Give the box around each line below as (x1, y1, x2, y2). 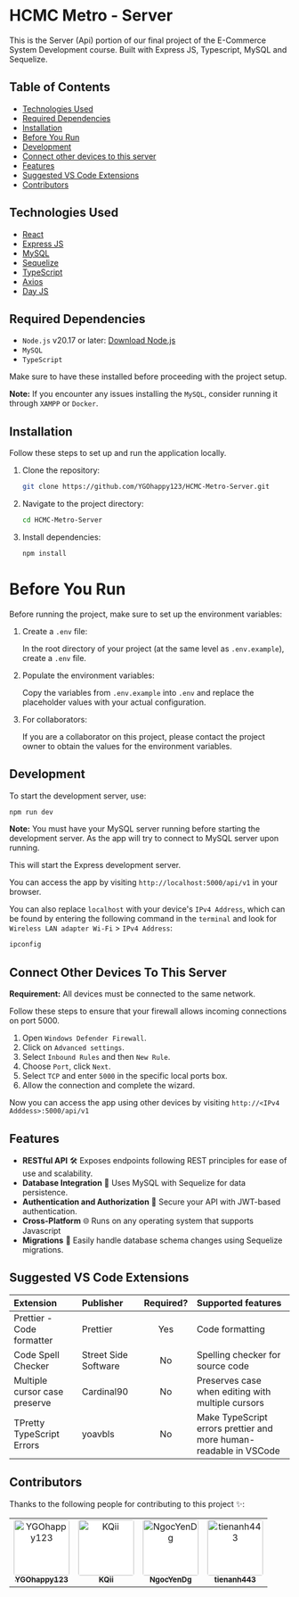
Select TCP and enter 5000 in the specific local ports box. (21, 1071, 229, 1081)
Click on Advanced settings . (21, 1042, 125, 1053)
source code (196, 1360, 249, 1372)
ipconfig (9, 940, 42, 949)
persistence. (21, 1187, 69, 1197)
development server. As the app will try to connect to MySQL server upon (9, 833, 279, 844)
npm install (21, 549, 67, 558)
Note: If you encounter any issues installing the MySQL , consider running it (9, 389, 279, 400)
